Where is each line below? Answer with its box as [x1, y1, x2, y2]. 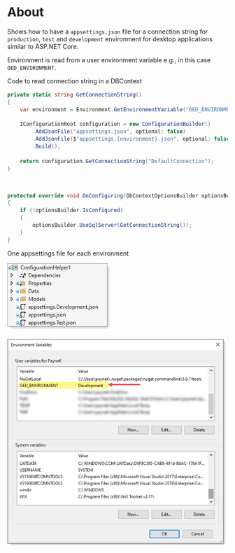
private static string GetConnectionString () [7, 91, 142, 98]
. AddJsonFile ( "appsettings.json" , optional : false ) [32, 128, 187, 135]
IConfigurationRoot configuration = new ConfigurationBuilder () [20, 120, 211, 128]
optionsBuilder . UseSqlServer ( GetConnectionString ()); [32, 222, 192, 229]
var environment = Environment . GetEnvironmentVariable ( [20, 106, 187, 113]
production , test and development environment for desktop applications [7, 34, 213, 43]
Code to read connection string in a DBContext [7, 76, 142, 85]
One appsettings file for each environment [7, 249, 129, 258]
